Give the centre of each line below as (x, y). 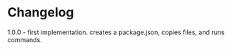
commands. (25, 39)
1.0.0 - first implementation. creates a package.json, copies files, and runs (116, 32)
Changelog (41, 12)
